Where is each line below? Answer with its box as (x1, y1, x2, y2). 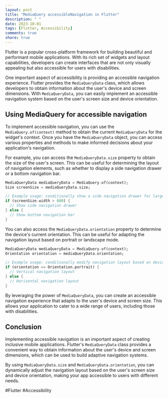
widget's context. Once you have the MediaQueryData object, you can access (5, 134, 162, 140)
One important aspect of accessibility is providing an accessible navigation (5, 74, 160, 80)
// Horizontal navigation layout (9, 278, 79, 283)
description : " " (5, 16, 41, 21)
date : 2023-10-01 (5, 21, 41, 26)
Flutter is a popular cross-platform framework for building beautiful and (5, 48, 152, 55)
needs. (5, 377, 19, 383)
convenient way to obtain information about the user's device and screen (5, 346, 156, 352)
